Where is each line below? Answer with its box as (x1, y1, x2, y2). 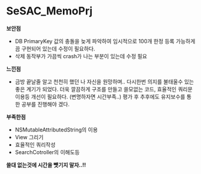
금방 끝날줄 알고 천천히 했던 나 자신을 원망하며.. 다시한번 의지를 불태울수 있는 (14, 78, 194, 85)
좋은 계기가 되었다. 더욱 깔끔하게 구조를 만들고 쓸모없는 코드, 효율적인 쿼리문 (14, 85, 193, 92)
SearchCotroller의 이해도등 (14, 148, 80, 155)
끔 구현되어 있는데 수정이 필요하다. (14, 45, 95, 52)
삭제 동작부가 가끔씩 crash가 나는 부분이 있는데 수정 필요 (14, 52, 148, 59)
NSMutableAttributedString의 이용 (14, 126, 98, 133)
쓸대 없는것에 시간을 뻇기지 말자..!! (6, 161, 86, 169)
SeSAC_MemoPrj (6, 4, 93, 18)
